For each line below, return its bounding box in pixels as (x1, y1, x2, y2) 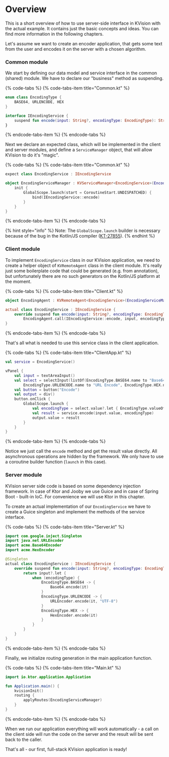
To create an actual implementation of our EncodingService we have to (5, 503, 151, 509)
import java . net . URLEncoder (5, 538, 64, 543)
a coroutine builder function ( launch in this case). (5, 459, 107, 465)
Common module (5, 58, 48, 65)
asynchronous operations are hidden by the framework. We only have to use (5, 453, 164, 460)
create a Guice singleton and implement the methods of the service (5, 508, 145, 514)
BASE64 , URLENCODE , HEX (14, 100, 64, 105)
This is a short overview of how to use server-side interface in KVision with (5, 20, 161, 26)
